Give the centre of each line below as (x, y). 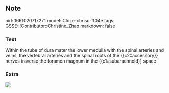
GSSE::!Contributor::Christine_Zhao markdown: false (61, 26)
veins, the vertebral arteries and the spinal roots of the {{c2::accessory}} (82, 56)
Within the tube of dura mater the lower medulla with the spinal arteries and (85, 50)
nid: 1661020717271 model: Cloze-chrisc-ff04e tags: (60, 20)
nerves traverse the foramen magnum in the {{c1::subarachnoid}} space (81, 61)
